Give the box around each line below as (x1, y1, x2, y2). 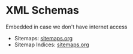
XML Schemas (5, 4, 79, 17)
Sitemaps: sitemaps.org (14, 34, 73, 42)
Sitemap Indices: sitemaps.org (14, 41, 89, 48)
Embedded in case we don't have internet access (5, 23, 128, 30)
